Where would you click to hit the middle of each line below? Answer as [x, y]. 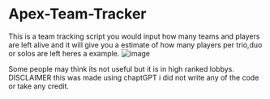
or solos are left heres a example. [64, 53]
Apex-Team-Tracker [78, 14]
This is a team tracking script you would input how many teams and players [134, 36]
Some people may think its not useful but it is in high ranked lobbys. [122, 68]
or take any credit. [39, 86]
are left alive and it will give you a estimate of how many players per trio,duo [135, 44]
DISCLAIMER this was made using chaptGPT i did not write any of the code [134, 77]
